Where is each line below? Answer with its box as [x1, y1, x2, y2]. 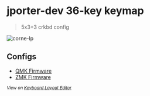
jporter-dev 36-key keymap [6, 4, 144, 18]
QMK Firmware [15, 67, 52, 74]
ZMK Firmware [15, 73, 52, 80]
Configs [6, 52, 37, 62]
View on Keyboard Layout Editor [6, 85, 72, 91]
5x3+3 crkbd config [21, 23, 70, 30]
